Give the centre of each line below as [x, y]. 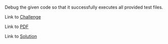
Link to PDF [17, 26]
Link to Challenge [23, 17]
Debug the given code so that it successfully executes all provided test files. [84, 7]
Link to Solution [21, 36]
